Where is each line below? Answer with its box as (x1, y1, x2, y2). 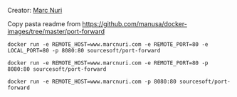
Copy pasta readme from (7, 20, 81, 28)
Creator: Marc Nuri (7, 6, 63, 14)
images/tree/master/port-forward (7, 28, 105, 35)
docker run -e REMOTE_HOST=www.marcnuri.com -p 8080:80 (7, 78, 177, 85)
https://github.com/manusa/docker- (82, 20, 187, 28)
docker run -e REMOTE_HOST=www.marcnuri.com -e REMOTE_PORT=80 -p (7, 59, 209, 67)
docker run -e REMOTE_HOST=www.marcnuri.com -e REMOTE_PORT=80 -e (7, 41, 209, 48)
